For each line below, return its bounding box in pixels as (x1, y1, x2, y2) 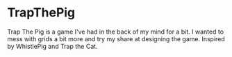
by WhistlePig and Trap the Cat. (7, 42, 99, 50)
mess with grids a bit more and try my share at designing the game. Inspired (7, 34, 226, 43)
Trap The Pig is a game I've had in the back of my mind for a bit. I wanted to (7, 27, 224, 36)
